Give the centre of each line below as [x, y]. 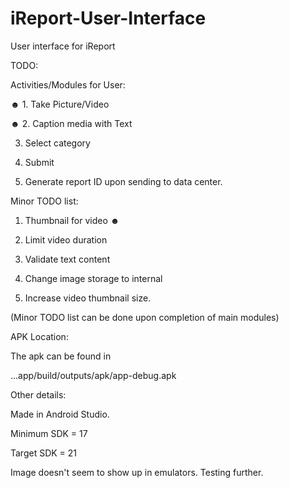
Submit [39, 162]
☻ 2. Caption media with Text [71, 123]
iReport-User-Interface [108, 18]
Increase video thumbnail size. [88, 298]
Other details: [38, 394]
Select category [57, 143]
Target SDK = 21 [44, 453]
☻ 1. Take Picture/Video [60, 104]
